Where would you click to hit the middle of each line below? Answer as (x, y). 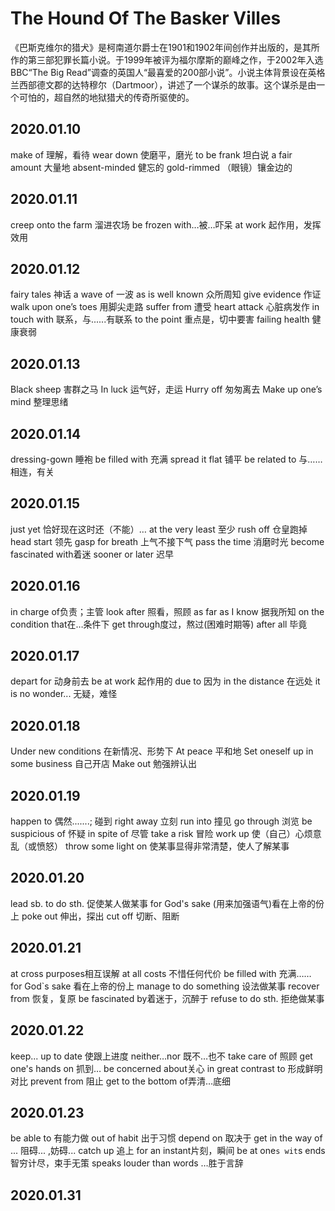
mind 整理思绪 (39, 402)
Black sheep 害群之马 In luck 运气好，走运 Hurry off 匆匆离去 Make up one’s (166, 389)
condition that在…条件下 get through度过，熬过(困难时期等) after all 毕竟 (159, 624)
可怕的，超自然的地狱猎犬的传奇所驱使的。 (106, 97)
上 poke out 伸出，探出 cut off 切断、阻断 (95, 916)
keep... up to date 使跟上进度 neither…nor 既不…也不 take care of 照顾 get (161, 1056)
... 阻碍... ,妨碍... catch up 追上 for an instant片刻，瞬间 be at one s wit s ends (168, 1151)
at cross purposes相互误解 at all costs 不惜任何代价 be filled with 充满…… (161, 973)
